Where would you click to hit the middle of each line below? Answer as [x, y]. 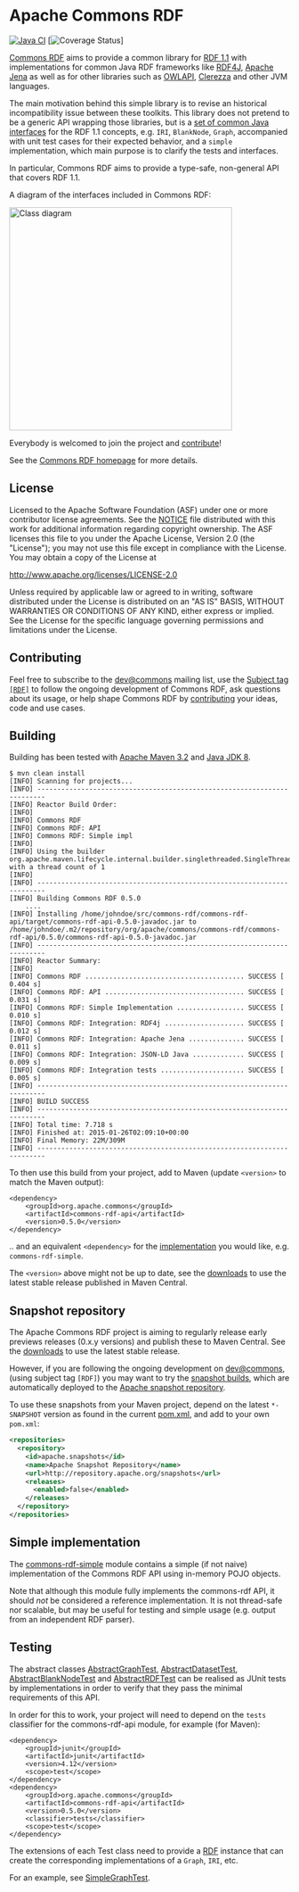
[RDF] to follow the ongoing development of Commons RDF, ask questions [145, 689]
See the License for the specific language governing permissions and [137, 620]
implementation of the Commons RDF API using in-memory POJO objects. [145, 1573]
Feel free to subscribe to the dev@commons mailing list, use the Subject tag [149, 679]
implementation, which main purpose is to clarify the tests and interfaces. [144, 150]
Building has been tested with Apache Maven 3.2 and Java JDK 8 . [130, 757]
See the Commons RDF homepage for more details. [104, 460]
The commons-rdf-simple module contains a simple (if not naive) [128, 1564]
